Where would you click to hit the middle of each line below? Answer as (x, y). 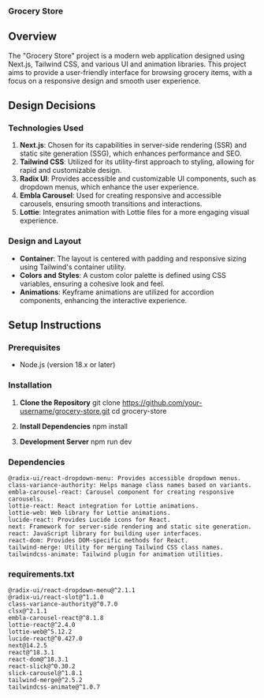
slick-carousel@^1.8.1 (45, 674)
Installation (30, 385)
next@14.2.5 (28, 646)
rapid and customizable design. (71, 171)
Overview (33, 37)
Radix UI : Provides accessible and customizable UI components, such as (138, 178)
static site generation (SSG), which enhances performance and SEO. (130, 154)
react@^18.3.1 (32, 653)
